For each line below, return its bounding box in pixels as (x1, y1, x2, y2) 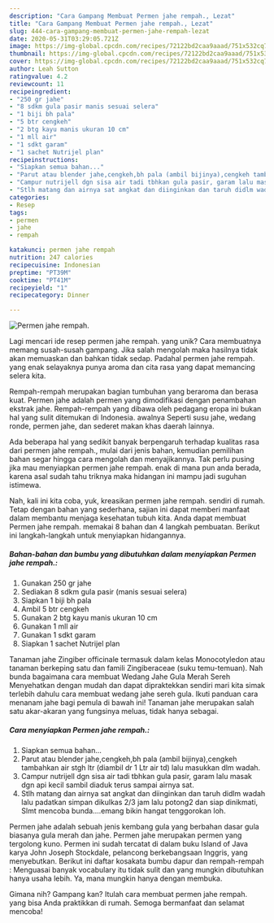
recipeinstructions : (9, 155, 80, 163)
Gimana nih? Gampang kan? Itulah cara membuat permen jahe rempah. (9, 890, 248, 899)
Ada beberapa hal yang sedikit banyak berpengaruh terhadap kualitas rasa (9, 437, 259, 447)
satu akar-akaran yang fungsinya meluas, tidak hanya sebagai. (9, 707, 219, 716)
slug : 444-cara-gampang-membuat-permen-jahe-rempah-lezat (9, 27, 210, 35)
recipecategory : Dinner (9, 291, 90, 299)
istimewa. (9, 481, 41, 490)
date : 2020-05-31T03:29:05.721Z (9, 34, 119, 43)
